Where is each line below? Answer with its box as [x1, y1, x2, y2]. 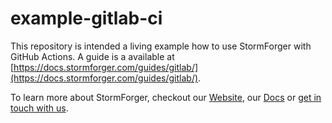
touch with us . [10, 102, 69, 114]
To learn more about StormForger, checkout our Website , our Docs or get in [10, 91, 322, 103]
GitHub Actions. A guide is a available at [10, 50, 175, 62]
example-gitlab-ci [10, 7, 163, 30]
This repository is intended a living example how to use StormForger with [10, 40, 312, 52]
